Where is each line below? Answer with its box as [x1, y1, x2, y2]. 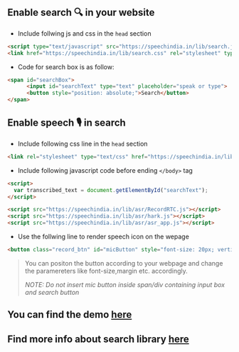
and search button [24, 288, 80, 296]
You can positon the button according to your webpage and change [24, 258, 223, 267]
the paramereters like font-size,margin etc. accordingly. [24, 266, 188, 275]
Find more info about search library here [7, 333, 190, 345]
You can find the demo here [7, 308, 132, 321]
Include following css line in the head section [17, 139, 148, 148]
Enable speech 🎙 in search [7, 117, 126, 129]
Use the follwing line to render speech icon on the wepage [17, 232, 190, 241]
